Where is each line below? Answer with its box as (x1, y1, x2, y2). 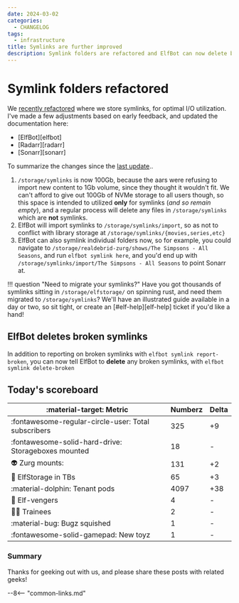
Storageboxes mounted (11, 446, 90, 456)
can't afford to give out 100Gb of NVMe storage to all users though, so (17, 190, 224, 199)
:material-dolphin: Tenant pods (11, 484, 115, 494)
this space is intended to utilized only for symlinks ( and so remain (17, 198, 211, 207)
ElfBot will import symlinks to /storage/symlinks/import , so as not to (17, 221, 219, 229)
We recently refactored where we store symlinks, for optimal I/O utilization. (7, 104, 227, 112)
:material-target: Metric (46, 405, 129, 415)
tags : (7, 30, 23, 38)
